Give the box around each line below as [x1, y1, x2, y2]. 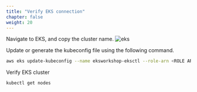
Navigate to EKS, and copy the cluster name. [6, 36, 114, 43]
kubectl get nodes [6, 80, 51, 86]
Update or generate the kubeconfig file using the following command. [6, 47, 175, 54]
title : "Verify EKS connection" [6, 8, 85, 15]
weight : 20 [6, 19, 33, 25]
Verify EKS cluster [6, 69, 50, 76]
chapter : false [6, 14, 43, 20]
